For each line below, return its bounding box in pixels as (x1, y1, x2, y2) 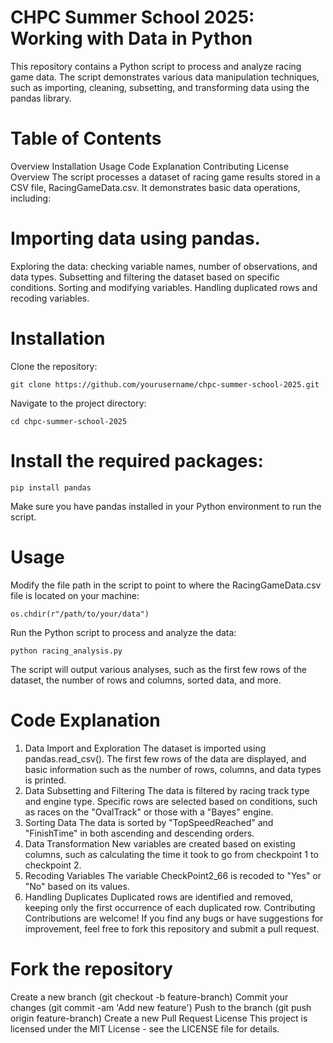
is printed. (24, 774, 67, 786)
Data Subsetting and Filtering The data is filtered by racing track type (24, 784, 310, 796)
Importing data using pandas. (10, 227, 261, 250)
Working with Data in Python (10, 27, 253, 50)
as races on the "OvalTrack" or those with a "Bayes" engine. (24, 806, 274, 818)
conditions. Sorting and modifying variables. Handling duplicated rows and (10, 281, 318, 293)
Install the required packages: (10, 449, 264, 472)
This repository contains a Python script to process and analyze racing (10, 60, 302, 72)
